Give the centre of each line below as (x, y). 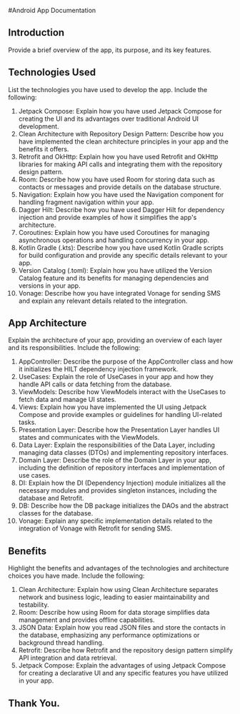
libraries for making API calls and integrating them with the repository (120, 164)
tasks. (27, 422)
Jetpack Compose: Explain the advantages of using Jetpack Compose (122, 665)
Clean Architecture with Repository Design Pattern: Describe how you (121, 134)
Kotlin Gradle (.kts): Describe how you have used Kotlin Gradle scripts (121, 247)
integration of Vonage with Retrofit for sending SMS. (95, 528)
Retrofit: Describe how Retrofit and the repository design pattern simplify (125, 650)
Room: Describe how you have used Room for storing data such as (116, 179)
